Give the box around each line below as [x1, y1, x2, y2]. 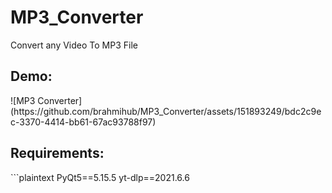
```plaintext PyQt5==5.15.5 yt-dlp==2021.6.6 [10, 171, 190, 183]
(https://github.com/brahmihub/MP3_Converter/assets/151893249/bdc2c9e [10, 105, 322, 117]
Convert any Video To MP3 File [10, 39, 138, 51]
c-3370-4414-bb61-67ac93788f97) [10, 116, 157, 128]
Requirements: [10, 145, 105, 162]
